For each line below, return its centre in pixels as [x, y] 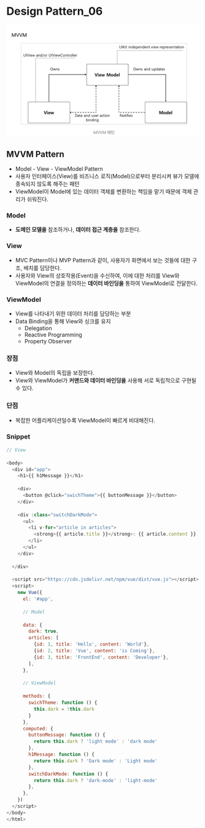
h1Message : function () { [62, 755]
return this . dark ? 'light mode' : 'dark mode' [95, 741]
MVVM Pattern [35, 154]
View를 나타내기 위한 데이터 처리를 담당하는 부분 [73, 314]
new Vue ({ [30, 593]
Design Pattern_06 [55, 11]
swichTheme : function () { [63, 703]
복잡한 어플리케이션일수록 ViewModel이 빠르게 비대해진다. [85, 420]
